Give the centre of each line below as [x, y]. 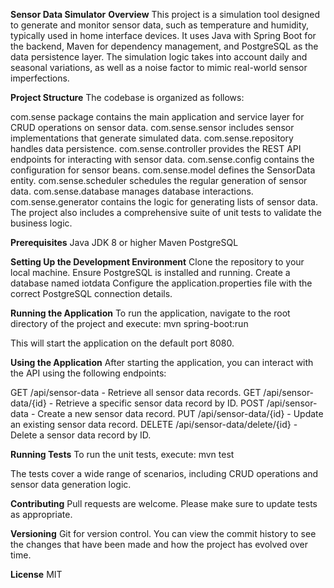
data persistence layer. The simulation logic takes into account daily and [159, 57]
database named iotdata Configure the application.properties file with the [161, 283]
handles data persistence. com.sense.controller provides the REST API [156, 148]
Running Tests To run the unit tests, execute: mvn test [122, 454]
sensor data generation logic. [71, 484]
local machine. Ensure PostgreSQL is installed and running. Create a [150, 272]
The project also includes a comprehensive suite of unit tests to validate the [166, 212]
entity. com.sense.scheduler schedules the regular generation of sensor [159, 180]
